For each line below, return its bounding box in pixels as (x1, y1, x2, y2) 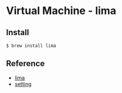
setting (14, 80, 32, 87)
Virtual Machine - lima (6, 4, 116, 18)
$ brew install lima (6, 43, 57, 49)
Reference (6, 58, 45, 68)
